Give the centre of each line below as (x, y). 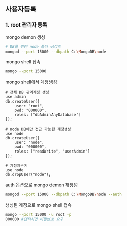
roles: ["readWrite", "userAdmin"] (52, 152)
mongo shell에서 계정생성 (31, 82)
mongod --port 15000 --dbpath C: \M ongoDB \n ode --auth (64, 195)
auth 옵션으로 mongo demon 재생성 (42, 185)
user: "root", (29, 106)
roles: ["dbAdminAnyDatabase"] (48, 115)
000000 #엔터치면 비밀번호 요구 (34, 219)
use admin (16, 97)
